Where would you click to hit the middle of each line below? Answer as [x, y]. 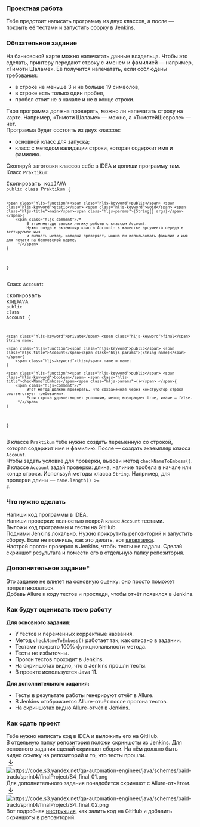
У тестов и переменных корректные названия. [74, 634]
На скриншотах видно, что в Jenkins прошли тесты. [81, 665]
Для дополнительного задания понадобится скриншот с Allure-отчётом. [99, 783]
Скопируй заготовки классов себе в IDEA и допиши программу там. [93, 166]
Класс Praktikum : [27, 172]
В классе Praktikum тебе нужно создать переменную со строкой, [90, 442]
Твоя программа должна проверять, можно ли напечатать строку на [95, 111]
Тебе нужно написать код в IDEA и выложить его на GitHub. [83, 736]
